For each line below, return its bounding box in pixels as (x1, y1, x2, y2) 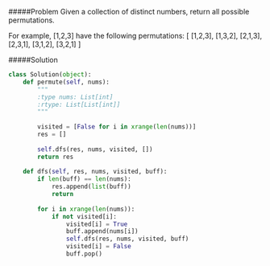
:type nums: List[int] (37, 92, 114, 101)
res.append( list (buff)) (51, 182, 131, 191)
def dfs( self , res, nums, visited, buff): (23, 168, 168, 176)
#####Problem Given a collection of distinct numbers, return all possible (8, 7, 250, 16)
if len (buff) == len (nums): (37, 175, 131, 183)
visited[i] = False (65, 243, 131, 251)
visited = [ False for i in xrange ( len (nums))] (37, 123, 197, 131)
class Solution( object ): (8, 71, 92, 79)
